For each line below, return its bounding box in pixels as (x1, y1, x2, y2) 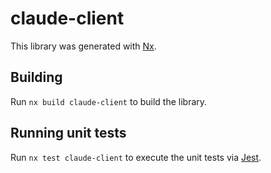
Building (10, 69, 63, 86)
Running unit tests (10, 125, 127, 142)
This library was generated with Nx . (10, 40, 157, 52)
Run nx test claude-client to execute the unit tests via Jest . (10, 151, 262, 163)
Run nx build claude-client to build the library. (10, 95, 208, 107)
